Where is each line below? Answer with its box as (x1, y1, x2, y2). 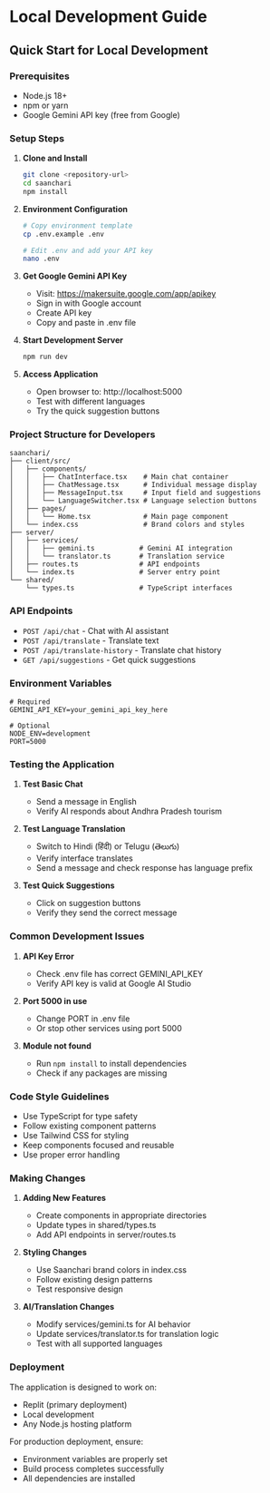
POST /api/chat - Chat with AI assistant (22, 625, 169, 636)
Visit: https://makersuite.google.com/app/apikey (35, 288, 217, 299)
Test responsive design (35, 1283, 124, 1294)
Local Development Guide (9, 6, 207, 27)
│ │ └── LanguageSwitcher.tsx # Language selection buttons (9, 496, 257, 505)
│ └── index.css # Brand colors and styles (9, 520, 246, 530)
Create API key (35, 307, 92, 318)
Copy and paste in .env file (35, 317, 137, 328)
